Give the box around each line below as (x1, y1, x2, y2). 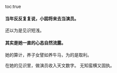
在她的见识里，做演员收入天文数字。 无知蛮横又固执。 (5, 62, 115, 68)
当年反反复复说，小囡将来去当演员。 (5, 15, 79, 21)
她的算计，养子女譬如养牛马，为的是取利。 (5, 52, 92, 58)
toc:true (5, 3, 21, 9)
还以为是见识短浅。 (5, 27, 44, 33)
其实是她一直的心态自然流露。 (5, 40, 66, 46)
